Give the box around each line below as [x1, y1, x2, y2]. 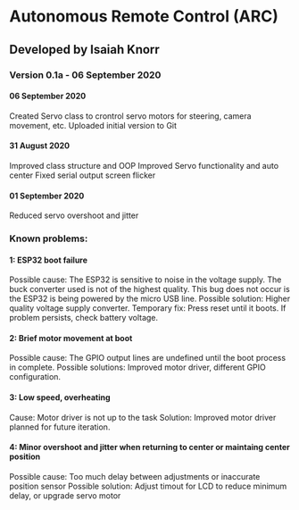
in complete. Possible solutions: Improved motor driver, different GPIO [9, 362, 266, 372]
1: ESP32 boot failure [9, 255, 87, 265]
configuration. [9, 372, 61, 382]
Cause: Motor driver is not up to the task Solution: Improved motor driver [9, 412, 277, 422]
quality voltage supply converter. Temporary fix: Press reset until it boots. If [9, 303, 287, 314]
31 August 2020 [9, 140, 70, 151]
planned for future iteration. [9, 422, 111, 432]
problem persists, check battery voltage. [9, 313, 159, 323]
